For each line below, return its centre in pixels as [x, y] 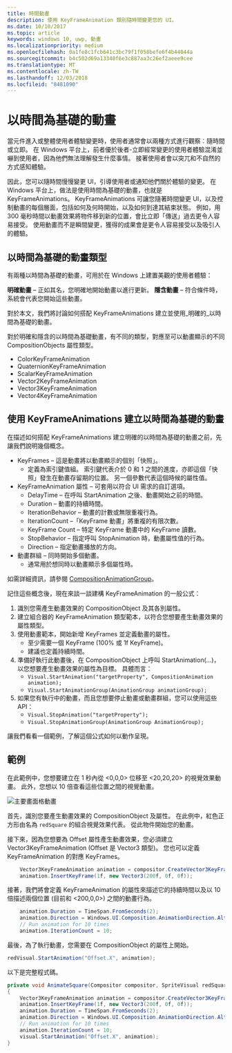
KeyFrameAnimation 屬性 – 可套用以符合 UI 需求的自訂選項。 [103, 486]
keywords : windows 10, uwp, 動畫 [54, 39]
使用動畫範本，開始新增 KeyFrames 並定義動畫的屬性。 [95, 634]
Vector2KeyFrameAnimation [57, 381]
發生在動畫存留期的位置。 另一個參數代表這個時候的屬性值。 [125, 477]
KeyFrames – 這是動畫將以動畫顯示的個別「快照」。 [89, 460]
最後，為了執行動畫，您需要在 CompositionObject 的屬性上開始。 [100, 945]
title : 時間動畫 [28, 13]
